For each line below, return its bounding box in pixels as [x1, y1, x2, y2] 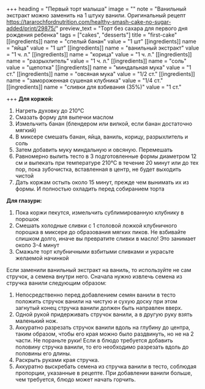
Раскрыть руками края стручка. [15, 357, 100, 363]
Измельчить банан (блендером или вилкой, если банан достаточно [15, 120, 193, 127]
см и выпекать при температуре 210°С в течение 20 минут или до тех [15, 159, 199, 166]
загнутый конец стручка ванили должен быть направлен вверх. [15, 304, 182, 311]
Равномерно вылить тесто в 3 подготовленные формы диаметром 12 [15, 153, 197, 160]
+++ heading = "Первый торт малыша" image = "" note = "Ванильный [6, 6, 187, 12]
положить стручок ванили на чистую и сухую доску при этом [15, 298, 177, 305]
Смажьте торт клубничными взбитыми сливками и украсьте [15, 248, 174, 255]
